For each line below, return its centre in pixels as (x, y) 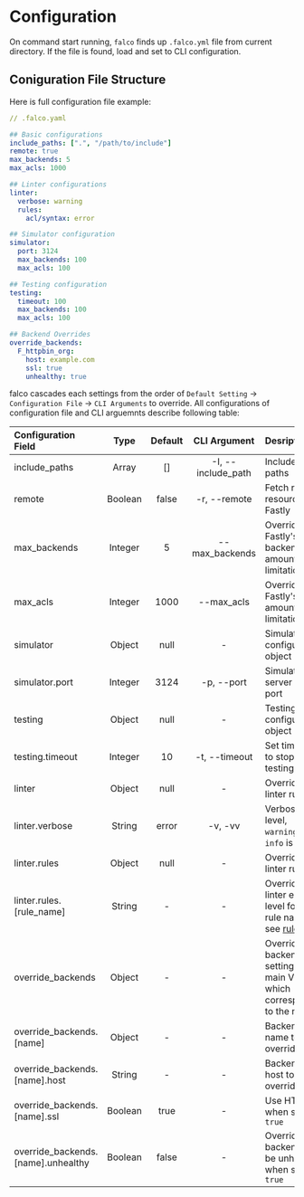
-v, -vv (224, 826)
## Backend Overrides (50, 335)
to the (277, 1012)
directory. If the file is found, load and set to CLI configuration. (125, 51)
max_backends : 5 (40, 160)
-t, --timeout (224, 757)
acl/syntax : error (60, 218)
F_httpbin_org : (46, 351)
